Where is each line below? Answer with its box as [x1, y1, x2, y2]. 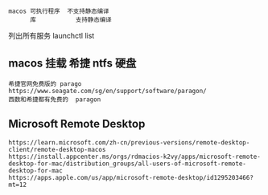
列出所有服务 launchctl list [8, 31, 95, 40]
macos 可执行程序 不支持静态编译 [8, 7, 109, 15]
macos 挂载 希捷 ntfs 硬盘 [8, 56, 137, 71]
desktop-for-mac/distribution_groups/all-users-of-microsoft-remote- [8, 160, 247, 168]
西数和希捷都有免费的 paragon [8, 95, 101, 104]
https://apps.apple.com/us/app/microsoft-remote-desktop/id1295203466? [8, 173, 254, 181]
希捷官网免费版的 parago [8, 79, 82, 87]
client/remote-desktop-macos [8, 145, 106, 153]
